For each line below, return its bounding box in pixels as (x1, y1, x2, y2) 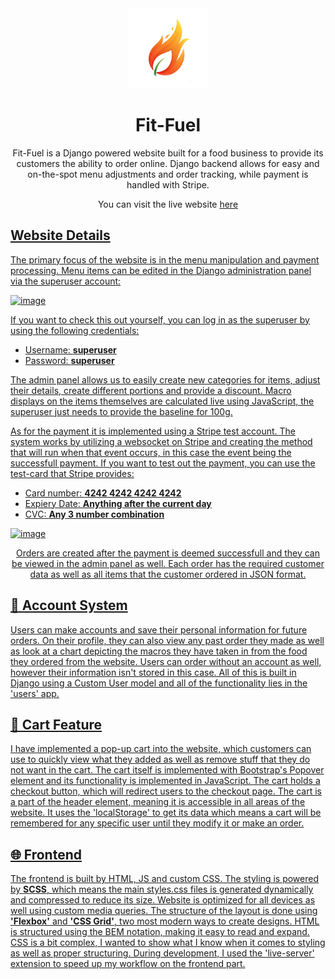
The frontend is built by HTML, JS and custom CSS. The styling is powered (10, 873, 320, 885)
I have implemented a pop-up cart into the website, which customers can (10, 743, 312, 755)
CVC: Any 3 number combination (24, 508, 165, 520)
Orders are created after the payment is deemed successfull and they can (16, 547, 320, 559)
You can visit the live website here (97, 198, 239, 210)
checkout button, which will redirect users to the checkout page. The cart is (10, 785, 322, 797)
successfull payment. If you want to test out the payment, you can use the (10, 457, 316, 469)
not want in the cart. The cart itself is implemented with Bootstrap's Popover (10, 764, 325, 776)
